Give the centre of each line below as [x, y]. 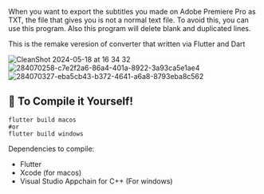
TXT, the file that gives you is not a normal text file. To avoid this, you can [129, 20]
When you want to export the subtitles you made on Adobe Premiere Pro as [132, 12]
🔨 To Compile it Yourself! [71, 102]
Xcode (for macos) [51, 172]
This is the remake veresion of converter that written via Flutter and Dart [127, 44]
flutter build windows [46, 134]
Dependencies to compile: [51, 148]
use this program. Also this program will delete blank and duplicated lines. [130, 28]
